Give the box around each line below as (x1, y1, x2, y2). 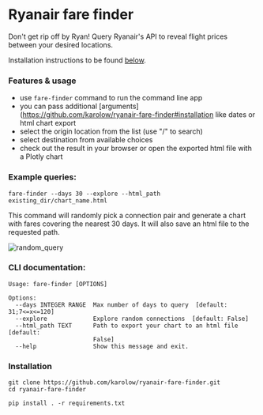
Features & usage (8, 75, 77, 86)
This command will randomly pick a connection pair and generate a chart (8, 210, 246, 220)
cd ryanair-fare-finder (8, 386, 87, 394)
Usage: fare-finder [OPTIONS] (8, 280, 108, 288)
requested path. (8, 227, 61, 236)
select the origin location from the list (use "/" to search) (19, 126, 204, 136)
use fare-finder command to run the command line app (19, 93, 203, 103)
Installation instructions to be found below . (8, 55, 146, 65)
